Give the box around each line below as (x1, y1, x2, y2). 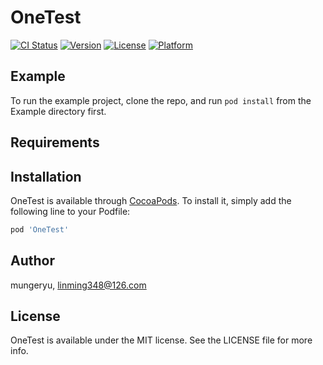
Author (10, 252, 55, 270)
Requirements (10, 134, 100, 151)
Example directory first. (10, 105, 107, 117)
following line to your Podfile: (10, 205, 131, 217)
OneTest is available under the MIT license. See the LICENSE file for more (10, 334, 313, 346)
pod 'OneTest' (10, 224, 70, 235)
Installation (10, 168, 82, 185)
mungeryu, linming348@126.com (10, 279, 147, 291)
